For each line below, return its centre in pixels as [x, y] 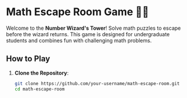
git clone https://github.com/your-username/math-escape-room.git [97, 83]
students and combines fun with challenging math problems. [79, 40]
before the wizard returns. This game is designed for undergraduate [88, 34]
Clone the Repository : [41, 73]
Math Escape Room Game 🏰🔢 [77, 12]
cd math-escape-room [39, 89]
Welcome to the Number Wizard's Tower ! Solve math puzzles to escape [93, 28]
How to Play [28, 59]
